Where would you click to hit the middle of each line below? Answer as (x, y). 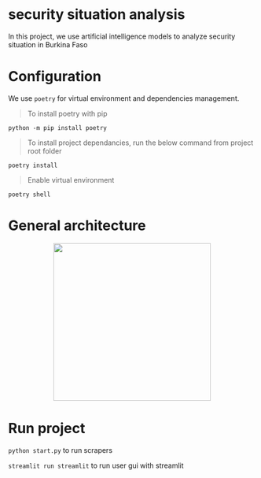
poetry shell (29, 195)
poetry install (33, 165)
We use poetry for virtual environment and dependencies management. (124, 98)
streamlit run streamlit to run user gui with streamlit (96, 465)
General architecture (77, 226)
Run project (47, 428)
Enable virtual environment (71, 180)
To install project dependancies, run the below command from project (140, 143)
